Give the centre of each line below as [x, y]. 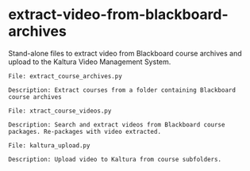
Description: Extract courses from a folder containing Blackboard [122, 90]
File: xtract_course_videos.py [60, 111]
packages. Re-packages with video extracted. [85, 131]
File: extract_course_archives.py [65, 76]
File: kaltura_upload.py [49, 145]
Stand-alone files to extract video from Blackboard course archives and [125, 53]
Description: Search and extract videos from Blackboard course [117, 124]
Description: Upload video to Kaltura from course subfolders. [115, 159]
